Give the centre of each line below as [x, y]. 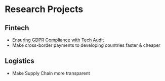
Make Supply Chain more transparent [51, 73]
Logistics [19, 61]
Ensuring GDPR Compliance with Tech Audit [58, 40]
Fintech [17, 28]
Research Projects [44, 9]
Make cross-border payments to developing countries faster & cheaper [86, 45]
